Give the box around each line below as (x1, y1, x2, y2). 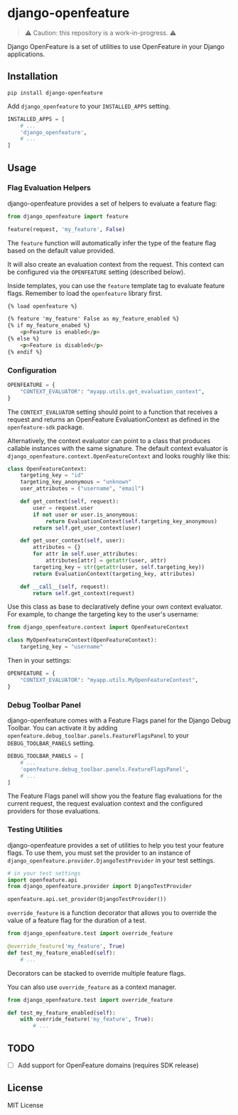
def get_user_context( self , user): (20, 537, 126, 545)
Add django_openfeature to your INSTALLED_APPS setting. (7, 102, 171, 110)
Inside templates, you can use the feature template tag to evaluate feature (7, 281, 225, 289)
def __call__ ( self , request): (20, 583, 110, 590)
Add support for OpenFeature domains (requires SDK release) (17, 1061, 199, 1069)
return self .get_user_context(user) (33, 524, 141, 531)
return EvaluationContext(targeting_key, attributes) (33, 570, 195, 577)
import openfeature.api (7, 876, 78, 883)
